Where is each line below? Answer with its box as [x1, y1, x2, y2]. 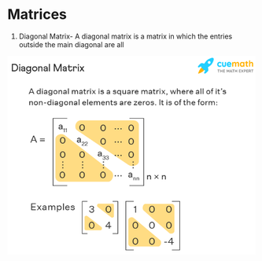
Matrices [7, 6, 68, 24]
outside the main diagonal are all [18, 39, 124, 49]
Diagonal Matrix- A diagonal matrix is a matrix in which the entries [18, 31, 233, 41]
